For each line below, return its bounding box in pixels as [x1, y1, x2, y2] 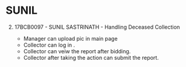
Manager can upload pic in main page [23, 35, 118, 42]
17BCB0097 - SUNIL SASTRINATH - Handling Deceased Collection [14, 23, 181, 31]
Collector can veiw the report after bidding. [23, 47, 131, 54]
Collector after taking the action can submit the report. [23, 54, 159, 61]
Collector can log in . [23, 41, 75, 48]
